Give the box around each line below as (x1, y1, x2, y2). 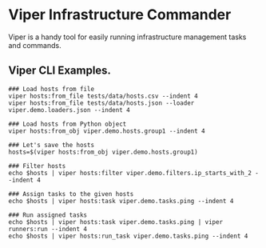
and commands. (8, 40, 62, 50)
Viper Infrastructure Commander (8, 6, 232, 24)
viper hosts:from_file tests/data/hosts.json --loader (8, 98, 195, 107)
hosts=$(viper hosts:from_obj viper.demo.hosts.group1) (8, 148, 198, 156)
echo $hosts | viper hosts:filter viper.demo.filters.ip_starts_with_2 (8, 169, 252, 177)
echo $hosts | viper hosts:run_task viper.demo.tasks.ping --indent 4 (8, 232, 248, 240)
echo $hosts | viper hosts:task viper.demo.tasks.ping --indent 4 (8, 197, 234, 205)
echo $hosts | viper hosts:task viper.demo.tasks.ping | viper (8, 218, 224, 226)
